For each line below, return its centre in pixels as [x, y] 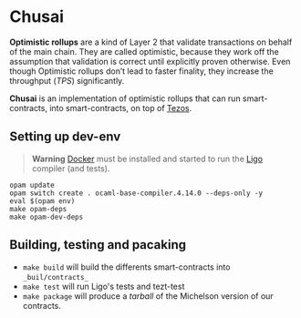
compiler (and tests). [71, 168]
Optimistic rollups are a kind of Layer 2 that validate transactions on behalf [151, 42]
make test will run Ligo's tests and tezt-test [104, 286]
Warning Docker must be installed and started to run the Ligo [147, 159]
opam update [32, 185]
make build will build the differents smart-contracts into [126, 267]
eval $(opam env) [42, 201]
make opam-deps [38, 209]
